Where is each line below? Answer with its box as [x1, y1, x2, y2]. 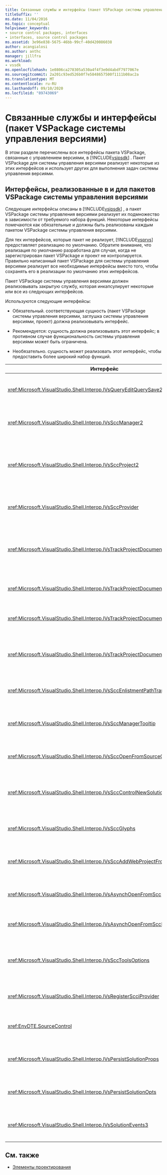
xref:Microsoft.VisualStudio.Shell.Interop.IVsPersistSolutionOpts [7, 1088, 157, 1095]
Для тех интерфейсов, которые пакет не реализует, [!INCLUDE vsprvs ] [5, 237, 153, 243]
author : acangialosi [5, 44, 48, 49]
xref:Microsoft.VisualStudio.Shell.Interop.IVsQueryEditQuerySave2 [7, 386, 163, 393]
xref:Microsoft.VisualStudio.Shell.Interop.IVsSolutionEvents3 [7, 1122, 149, 1129]
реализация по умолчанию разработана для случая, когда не [5, 247, 137, 254]
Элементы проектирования [12, 1164, 71, 1170]
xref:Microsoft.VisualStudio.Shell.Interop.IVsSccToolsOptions [7, 957, 150, 964]
